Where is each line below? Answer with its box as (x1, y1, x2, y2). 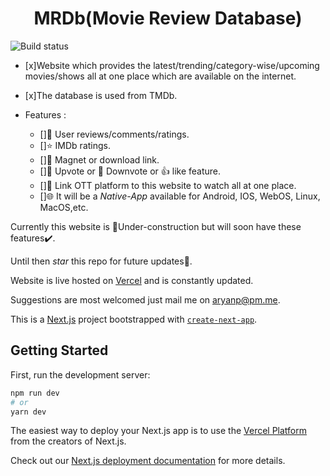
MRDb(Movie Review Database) (33, 7, 303, 30)
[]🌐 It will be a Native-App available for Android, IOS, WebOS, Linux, (39, 190, 321, 202)
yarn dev (10, 407, 47, 417)
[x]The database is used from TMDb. (24, 89, 178, 101)
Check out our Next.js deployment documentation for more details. (10, 455, 286, 467)
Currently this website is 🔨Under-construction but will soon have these (10, 220, 302, 232)
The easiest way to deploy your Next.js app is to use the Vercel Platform (10, 425, 308, 437)
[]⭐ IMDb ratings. (39, 139, 112, 151)
